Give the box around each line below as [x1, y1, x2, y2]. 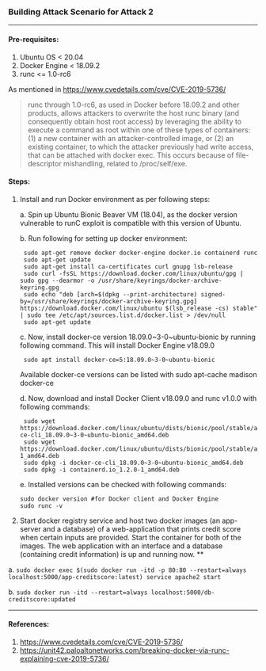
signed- [200, 290, 226, 299]
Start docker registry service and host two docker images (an [19, 516, 220, 525]
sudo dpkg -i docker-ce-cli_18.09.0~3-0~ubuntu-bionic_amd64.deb [23, 459, 244, 467]
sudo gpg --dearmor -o [19, 276, 95, 284]
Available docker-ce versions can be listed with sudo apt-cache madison [19, 369, 257, 379]
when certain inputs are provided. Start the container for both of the [19, 532, 241, 542]
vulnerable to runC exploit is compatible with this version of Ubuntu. [19, 218, 242, 227]
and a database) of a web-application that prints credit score [42, 524, 241, 533]
